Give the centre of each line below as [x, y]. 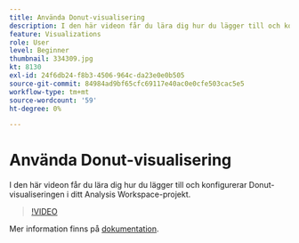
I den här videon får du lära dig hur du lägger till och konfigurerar [128, 185]
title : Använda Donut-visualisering [77, 17]
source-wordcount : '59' [53, 100]
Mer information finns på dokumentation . [84, 229]
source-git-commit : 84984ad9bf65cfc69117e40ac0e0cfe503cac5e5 [127, 84]
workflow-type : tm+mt [49, 92]
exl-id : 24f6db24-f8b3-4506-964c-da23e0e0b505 [97, 76]
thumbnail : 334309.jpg [51, 59]
